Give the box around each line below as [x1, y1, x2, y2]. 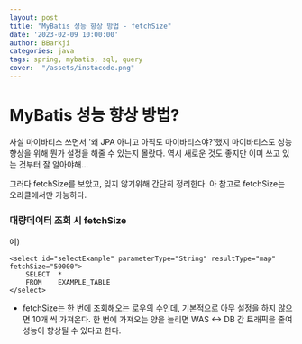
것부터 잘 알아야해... [18, 158, 88, 169]
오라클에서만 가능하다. [9, 189, 87, 200]
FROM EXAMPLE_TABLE [25, 278, 111, 287]
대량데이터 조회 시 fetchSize [9, 213, 127, 226]
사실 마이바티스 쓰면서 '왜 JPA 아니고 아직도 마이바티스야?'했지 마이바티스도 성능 [9, 136, 293, 147]
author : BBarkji [9, 38, 70, 48]
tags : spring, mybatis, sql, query [9, 55, 143, 64]
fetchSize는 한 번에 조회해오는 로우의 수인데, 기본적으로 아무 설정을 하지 [22, 303, 277, 313]
